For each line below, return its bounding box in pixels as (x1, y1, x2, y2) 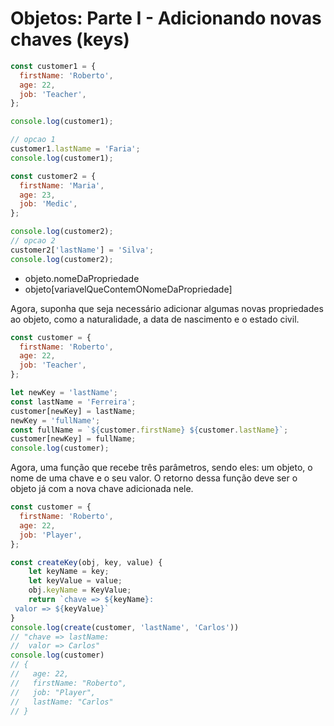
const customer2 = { (10, 171, 97, 181)
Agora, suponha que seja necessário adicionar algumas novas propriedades (10, 302, 324, 314)
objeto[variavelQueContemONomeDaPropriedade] (24, 283, 233, 295)
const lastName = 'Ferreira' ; (10, 397, 137, 407)
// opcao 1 (10, 135, 56, 145)
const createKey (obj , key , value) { (10, 557, 163, 567)
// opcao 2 (10, 236, 56, 246)
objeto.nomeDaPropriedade (24, 272, 140, 284)
